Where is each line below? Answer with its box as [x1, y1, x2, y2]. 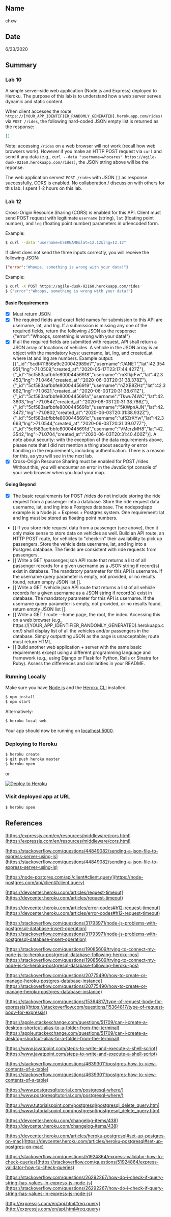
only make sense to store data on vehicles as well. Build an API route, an [12, 530, 164, 536]
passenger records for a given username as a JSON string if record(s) [12, 563, 160, 569]
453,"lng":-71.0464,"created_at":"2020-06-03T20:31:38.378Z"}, [12, 377, 148, 383]
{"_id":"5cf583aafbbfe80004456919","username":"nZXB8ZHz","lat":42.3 [12, 382, 166, 388]
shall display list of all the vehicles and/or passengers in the [23, 627, 149, 634]
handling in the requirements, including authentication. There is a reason [12, 448, 165, 454]
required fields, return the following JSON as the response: [12, 328, 136, 334]
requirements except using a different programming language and [12, 649, 151, 655]
